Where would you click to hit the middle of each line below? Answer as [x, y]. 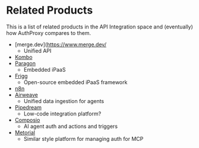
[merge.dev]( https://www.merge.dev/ [61, 44]
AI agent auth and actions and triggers [70, 126]
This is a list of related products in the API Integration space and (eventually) [99, 27]
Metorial [25, 132]
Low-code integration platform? [62, 114]
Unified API [37, 50]
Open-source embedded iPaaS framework [75, 82]
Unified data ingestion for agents [64, 101]
